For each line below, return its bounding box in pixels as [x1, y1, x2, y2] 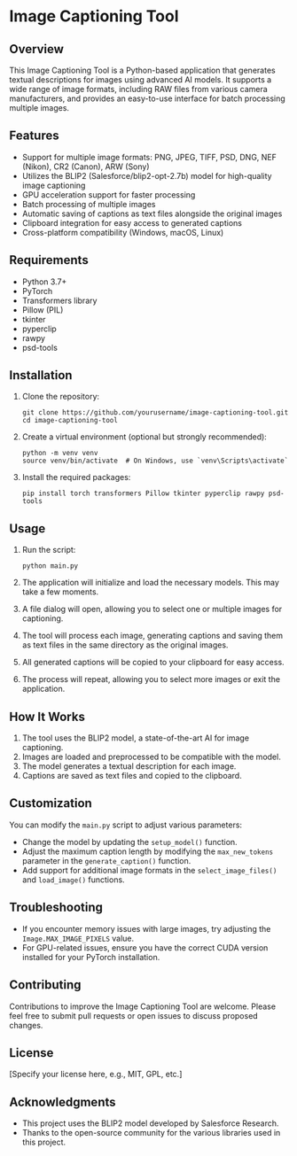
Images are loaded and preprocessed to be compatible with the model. [21, 751, 281, 763]
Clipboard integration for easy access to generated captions [21, 217, 242, 228]
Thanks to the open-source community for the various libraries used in [21, 1128, 281, 1138]
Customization [9, 795, 93, 811]
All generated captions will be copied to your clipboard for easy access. [21, 657, 285, 668]
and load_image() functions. [21, 874, 126, 885]
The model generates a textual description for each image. [21, 761, 237, 772]
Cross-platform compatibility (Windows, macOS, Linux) [21, 227, 224, 237]
